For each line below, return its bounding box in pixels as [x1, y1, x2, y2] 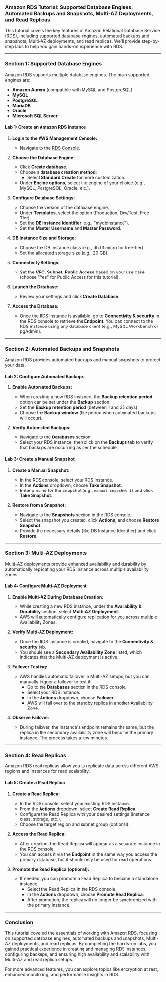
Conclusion [5, 919, 34, 926]
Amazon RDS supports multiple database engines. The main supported [5, 71, 150, 78]
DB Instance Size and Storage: [12, 235, 76, 241]
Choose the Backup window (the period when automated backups [19, 410, 156, 416]
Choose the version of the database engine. [19, 204, 110, 210]
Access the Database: [12, 303, 59, 309]
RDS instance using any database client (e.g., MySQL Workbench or [19, 323, 159, 329]
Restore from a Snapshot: [12, 502, 66, 508]
